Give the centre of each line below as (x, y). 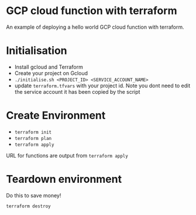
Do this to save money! (34, 195)
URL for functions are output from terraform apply (67, 155)
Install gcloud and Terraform (49, 67)
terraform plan (33, 138)
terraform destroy (28, 206)
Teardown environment (64, 179)
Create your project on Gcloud (51, 73)
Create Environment (56, 116)
